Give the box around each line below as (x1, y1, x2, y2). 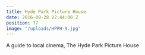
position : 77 (6, 20, 39, 26)
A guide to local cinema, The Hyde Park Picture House (6, 42, 140, 49)
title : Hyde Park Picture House (6, 8, 86, 15)
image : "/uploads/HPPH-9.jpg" (6, 25, 81, 32)
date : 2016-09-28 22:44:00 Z (6, 14, 78, 20)
